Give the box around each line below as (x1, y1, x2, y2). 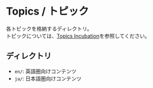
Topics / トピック (6, 5, 89, 18)
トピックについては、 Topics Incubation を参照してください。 (6, 32, 150, 39)
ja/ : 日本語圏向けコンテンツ (14, 75, 82, 82)
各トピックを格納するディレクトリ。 (6, 25, 92, 32)
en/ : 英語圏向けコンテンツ (14, 68, 77, 75)
